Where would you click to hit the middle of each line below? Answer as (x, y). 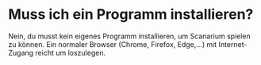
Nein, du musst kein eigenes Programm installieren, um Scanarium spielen (130, 36)
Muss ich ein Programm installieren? (131, 14)
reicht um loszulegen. (70, 52)
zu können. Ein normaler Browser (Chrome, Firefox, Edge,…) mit (113, 44)
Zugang (21, 52)
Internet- (233, 44)
